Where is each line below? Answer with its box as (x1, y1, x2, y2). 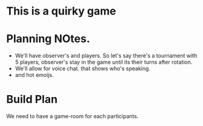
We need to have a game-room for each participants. (6, 113, 139, 120)
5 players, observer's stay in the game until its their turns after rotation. (15, 59, 193, 66)
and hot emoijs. (15, 71, 54, 79)
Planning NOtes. (6, 32, 90, 46)
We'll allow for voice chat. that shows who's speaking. (15, 65, 150, 72)
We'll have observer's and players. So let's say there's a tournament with (15, 52, 198, 59)
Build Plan (6, 93, 58, 107)
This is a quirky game (6, 4, 116, 18)
